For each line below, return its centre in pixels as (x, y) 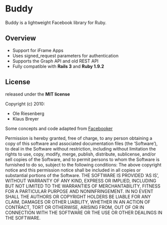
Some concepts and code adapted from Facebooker (59, 128)
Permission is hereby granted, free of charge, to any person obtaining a (79, 138)
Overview (21, 38)
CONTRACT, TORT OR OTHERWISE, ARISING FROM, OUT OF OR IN (75, 207)
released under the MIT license (37, 94)
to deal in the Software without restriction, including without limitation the (80, 148)
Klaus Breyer (25, 118)
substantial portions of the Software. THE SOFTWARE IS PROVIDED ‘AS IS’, (82, 175)
